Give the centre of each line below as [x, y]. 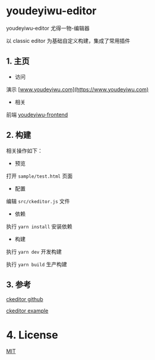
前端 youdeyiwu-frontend [37, 115]
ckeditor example [27, 311]
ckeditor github [25, 299]
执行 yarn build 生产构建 [37, 264]
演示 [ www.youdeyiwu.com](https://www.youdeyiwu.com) [77, 89]
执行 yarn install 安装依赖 [39, 226]
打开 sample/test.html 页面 [39, 176]
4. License [32, 335]
